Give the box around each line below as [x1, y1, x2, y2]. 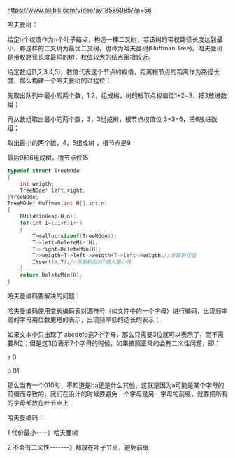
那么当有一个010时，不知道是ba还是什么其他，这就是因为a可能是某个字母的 [7, 381, 225, 389]
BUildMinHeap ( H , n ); [20, 213, 77, 220]
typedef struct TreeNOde [7, 167, 80, 174]
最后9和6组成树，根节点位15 [7, 153, 89, 162]
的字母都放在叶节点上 [7, 398, 69, 407]
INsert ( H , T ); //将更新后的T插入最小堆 [32, 258, 131, 265]
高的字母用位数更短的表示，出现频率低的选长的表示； [7, 315, 161, 324]
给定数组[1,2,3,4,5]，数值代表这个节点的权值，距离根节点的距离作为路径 [7, 68, 214, 76]
